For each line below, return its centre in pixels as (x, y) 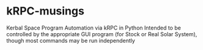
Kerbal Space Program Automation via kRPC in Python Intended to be (94, 28)
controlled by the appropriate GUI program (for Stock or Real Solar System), (102, 34)
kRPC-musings (45, 11)
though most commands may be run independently (71, 40)
